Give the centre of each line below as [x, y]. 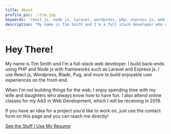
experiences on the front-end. [37, 80]
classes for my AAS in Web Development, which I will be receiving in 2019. [83, 101]
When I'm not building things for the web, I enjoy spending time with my [81, 90]
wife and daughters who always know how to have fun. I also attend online [83, 96]
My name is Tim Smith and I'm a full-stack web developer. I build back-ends [85, 64]
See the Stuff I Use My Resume [38, 126]
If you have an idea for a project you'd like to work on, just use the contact [83, 111]
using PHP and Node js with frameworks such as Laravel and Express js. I [82, 69]
